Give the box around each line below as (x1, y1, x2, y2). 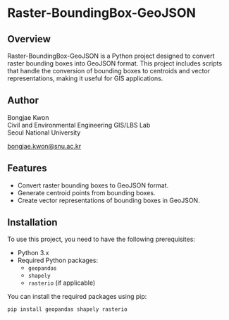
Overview (7, 33, 51, 45)
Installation (7, 216, 58, 228)
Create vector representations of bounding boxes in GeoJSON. (17, 196, 200, 204)
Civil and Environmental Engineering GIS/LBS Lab (7, 121, 151, 129)
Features (7, 162, 47, 174)
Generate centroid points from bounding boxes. (17, 188, 156, 197)
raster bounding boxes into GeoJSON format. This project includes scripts (7, 59, 223, 68)
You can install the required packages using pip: (7, 293, 147, 301)
